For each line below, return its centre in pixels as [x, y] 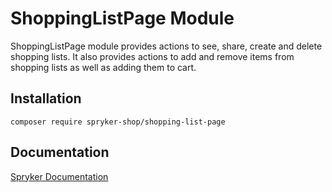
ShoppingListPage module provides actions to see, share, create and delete [166, 46]
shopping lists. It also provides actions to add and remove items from [152, 56]
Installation [46, 98]
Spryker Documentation [59, 176]
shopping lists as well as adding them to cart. [103, 67]
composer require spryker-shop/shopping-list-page [118, 122]
